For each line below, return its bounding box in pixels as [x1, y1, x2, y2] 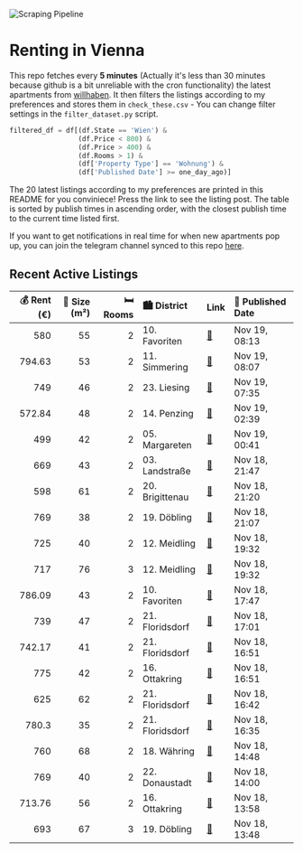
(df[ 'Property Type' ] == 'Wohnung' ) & [78, 159, 224, 169]
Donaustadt [142, 777, 192, 789]
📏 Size [62, 295, 91, 307]
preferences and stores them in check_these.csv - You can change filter [9, 98, 276, 109]
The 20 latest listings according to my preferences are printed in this [9, 184, 264, 195]
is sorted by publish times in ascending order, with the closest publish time [9, 203, 287, 214]
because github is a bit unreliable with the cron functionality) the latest [9, 80, 271, 90]
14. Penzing [142, 408, 194, 419]
